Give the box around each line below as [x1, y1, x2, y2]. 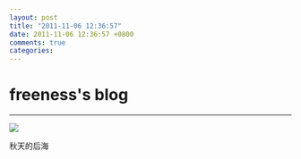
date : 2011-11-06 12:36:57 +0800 [9, 29, 134, 38]
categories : [9, 46, 54, 55]
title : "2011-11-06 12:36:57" [9, 21, 123, 30]
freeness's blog [9, 85, 129, 105]
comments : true [9, 38, 66, 47]
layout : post [9, 13, 58, 22]
